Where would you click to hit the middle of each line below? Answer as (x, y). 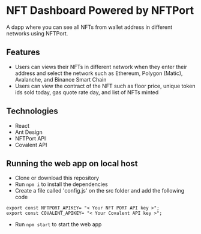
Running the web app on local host (72, 163)
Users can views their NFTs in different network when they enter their (101, 67)
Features (23, 52)
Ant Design (29, 132)
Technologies (32, 111)
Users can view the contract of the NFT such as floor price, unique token (105, 86)
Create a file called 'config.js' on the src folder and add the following (100, 191)
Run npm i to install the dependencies (61, 184)
